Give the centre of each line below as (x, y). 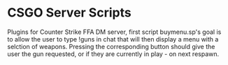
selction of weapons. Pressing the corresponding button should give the (111, 46)
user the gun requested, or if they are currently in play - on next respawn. (113, 54)
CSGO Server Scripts (69, 13)
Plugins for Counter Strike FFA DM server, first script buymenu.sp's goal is (114, 32)
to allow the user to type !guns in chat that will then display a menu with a (113, 39)
